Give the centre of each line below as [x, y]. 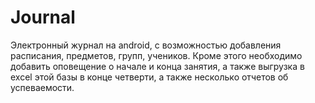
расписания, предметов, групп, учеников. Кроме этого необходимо [156, 55]
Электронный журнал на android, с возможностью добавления [146, 45]
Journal [43, 17]
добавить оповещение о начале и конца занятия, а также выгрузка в [157, 66]
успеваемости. [42, 87]
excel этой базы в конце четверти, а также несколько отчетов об [149, 77]
